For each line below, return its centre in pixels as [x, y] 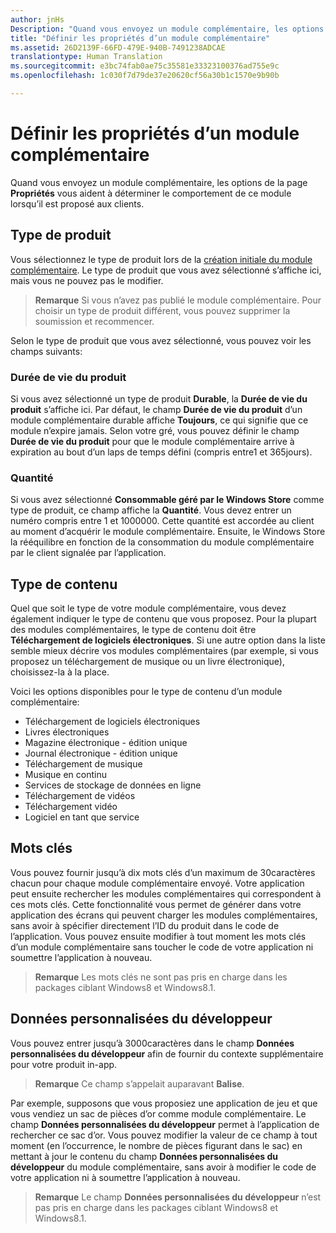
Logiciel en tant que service [82, 817]
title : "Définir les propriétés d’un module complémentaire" [140, 38]
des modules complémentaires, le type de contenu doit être [133, 630]
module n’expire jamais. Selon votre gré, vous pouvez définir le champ [155, 430]
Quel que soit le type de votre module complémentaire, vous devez [148, 608]
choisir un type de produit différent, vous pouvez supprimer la [162, 310]
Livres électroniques [67, 732]
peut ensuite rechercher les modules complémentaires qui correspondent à [166, 893]
